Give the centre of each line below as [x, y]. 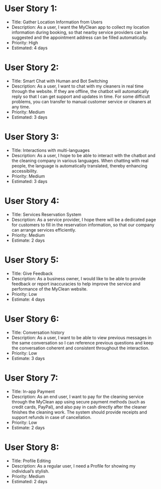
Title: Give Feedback [32, 273]
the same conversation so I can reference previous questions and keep [82, 343]
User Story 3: [32, 137]
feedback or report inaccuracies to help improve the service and [76, 284]
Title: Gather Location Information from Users [57, 22]
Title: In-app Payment [33, 391]
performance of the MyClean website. [49, 289]
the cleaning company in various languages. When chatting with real [80, 161]
